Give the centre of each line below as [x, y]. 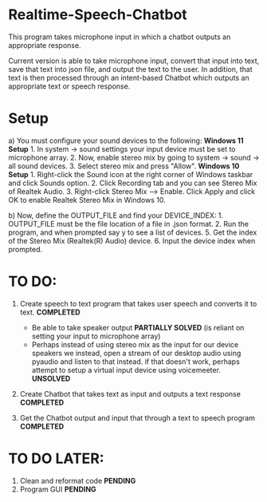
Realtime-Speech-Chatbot [98, 15]
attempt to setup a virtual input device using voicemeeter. [126, 370]
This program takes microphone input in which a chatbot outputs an [120, 37]
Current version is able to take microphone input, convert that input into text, [134, 61]
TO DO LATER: [57, 459]
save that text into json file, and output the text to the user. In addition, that [130, 69]
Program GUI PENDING [58, 489]
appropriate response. [45, 45]
